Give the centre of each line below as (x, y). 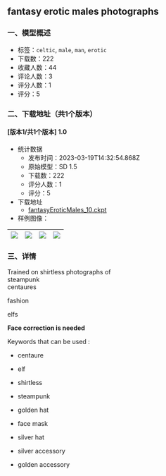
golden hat (33, 410)
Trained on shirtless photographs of (59, 272)
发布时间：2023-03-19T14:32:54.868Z (84, 157)
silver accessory (41, 451)
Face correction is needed (46, 328)
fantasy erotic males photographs (83, 12)
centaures (22, 287)
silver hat (31, 437)
